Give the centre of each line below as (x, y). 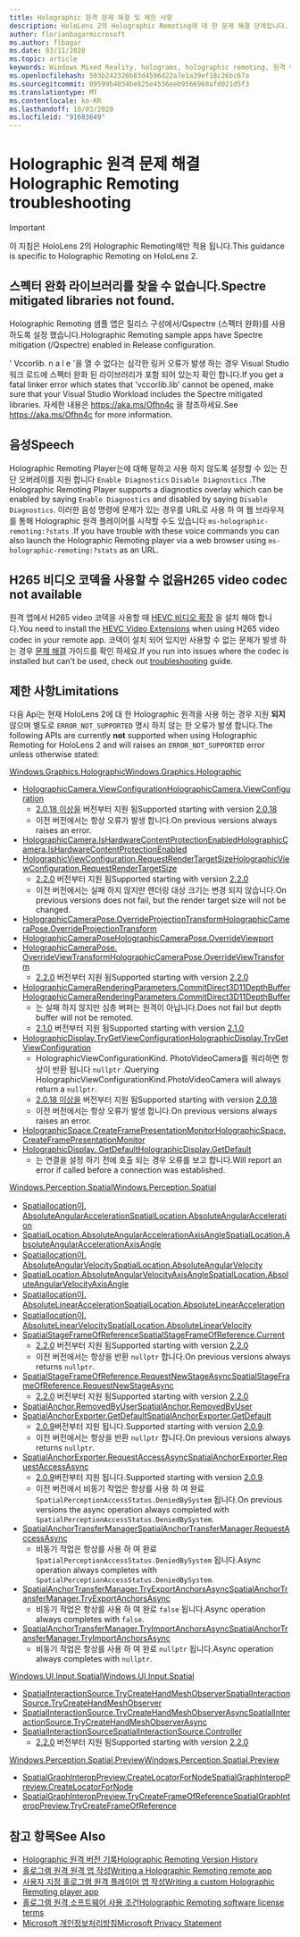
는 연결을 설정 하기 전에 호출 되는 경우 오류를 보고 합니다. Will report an (159, 1160)
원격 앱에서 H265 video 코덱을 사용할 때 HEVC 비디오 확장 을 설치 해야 (133, 617)
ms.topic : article (43, 59)
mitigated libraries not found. (92, 301)
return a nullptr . (67, 1089)
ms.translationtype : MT (54, 92)
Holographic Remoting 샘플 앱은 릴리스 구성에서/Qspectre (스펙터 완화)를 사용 (148, 324)
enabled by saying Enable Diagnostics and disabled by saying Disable (138, 499)
